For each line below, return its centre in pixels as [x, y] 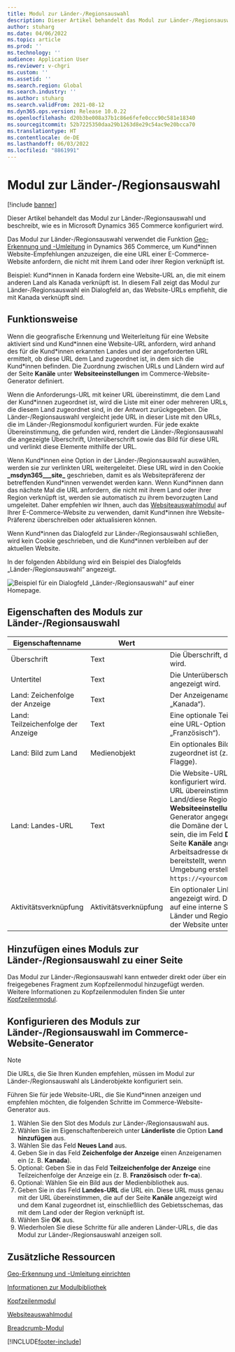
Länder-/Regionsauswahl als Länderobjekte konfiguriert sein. [95, 1081]
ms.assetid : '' [29, 79]
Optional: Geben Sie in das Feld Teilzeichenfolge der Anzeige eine [114, 1168]
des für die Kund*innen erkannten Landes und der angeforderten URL [108, 351]
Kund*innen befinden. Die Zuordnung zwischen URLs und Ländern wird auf [116, 366]
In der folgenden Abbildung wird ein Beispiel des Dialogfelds [94, 562]
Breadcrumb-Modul [36, 1328]
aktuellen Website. [34, 548]
